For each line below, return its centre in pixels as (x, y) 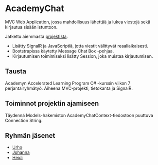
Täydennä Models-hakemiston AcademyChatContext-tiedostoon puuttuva (79, 115)
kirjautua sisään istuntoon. (31, 27)
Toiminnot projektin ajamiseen (52, 104)
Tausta (16, 72)
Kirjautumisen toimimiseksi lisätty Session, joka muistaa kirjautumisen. (82, 56)
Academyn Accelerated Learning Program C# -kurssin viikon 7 (68, 83)
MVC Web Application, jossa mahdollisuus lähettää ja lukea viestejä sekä (78, 22)
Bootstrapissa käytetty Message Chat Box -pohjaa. (63, 51)
